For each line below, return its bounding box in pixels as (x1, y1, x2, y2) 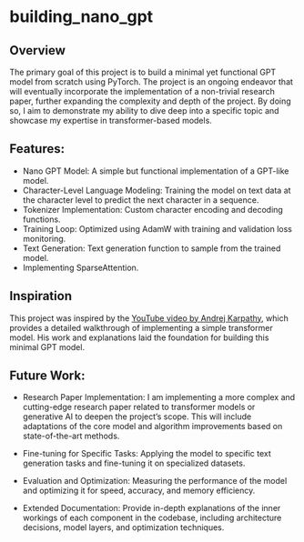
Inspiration (9, 288, 73, 304)
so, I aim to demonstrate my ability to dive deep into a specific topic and (9, 105, 279, 115)
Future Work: (9, 368, 86, 384)
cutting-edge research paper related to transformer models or (22, 402, 256, 413)
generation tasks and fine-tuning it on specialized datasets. (22, 457, 246, 469)
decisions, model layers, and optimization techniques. (22, 522, 225, 533)
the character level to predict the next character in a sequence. (22, 194, 259, 206)
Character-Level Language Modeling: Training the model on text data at (22, 185, 291, 196)
